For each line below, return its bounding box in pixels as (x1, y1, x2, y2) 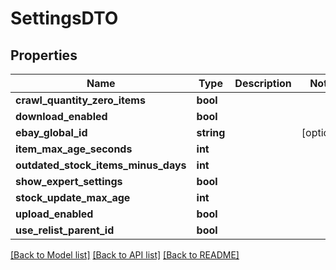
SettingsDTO (10, 7, 119, 30)
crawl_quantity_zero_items (15, 93, 146, 107)
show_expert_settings (15, 175, 123, 188)
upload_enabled (15, 207, 94, 221)
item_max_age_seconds (15, 142, 133, 156)
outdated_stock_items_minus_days (15, 158, 187, 172)
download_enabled (15, 110, 108, 123)
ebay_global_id (15, 126, 88, 139)
